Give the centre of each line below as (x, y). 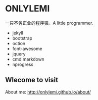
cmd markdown (28, 59)
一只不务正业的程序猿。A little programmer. (49, 23)
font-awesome (27, 49)
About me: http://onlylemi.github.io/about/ (48, 92)
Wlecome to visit (32, 80)
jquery (19, 54)
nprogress (23, 64)
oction (19, 43)
